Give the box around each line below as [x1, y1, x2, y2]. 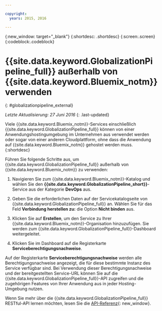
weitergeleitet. [12, 231, 41, 237]
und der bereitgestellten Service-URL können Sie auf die [5, 270, 118, 277]
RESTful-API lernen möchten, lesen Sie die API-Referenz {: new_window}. [5, 300, 151, 306]
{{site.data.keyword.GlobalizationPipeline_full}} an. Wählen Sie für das [12, 201, 152, 207]
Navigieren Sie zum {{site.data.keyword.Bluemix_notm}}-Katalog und [12, 176, 150, 182]
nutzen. [28, 286, 44, 292]
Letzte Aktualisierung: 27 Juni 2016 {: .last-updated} [5, 112, 110, 118]
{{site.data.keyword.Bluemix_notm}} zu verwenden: [5, 167, 108, 173]
